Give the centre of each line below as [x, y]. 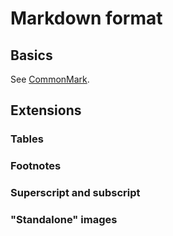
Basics [31, 55]
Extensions [46, 110]
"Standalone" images [64, 220]
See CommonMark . [50, 79]
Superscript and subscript [75, 193]
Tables [27, 139]
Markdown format [86, 18]
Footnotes [36, 166]
